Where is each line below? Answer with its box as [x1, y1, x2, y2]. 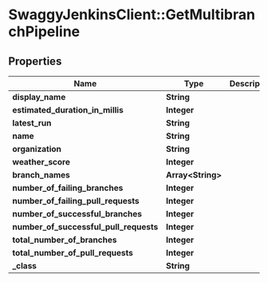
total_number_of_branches [12, 234, 117, 245]
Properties [8, 54, 62, 68]
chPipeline [8, 22, 81, 41]
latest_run [12, 117, 52, 129]
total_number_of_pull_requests [12, 248, 133, 258]
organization [12, 144, 62, 154]
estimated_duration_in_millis [12, 105, 124, 115]
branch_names [12, 169, 70, 181]
